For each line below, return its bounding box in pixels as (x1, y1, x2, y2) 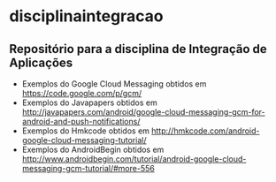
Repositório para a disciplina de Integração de (9, 42, 267, 57)
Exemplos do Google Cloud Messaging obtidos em (21, 79, 207, 89)
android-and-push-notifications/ (21, 117, 141, 126)
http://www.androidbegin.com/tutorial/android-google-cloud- (21, 154, 247, 164)
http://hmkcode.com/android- (151, 125, 260, 136)
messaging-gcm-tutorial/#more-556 (21, 163, 155, 173)
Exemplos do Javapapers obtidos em (21, 97, 157, 108)
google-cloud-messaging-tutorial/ (21, 135, 147, 145)
